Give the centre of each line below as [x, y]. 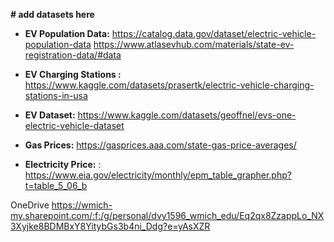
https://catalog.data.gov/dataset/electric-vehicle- [214, 33]
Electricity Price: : [63, 164]
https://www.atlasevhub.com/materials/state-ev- [194, 44]
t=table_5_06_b [56, 185]
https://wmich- [82, 205]
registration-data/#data [73, 55]
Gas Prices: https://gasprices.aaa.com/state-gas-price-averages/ [160, 145]
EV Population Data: [67, 33]
